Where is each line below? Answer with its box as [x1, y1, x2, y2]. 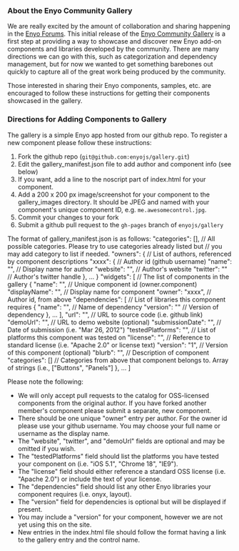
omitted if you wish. [17, 444, 76, 452]
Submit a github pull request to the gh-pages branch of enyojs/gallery [17, 220, 223, 229]
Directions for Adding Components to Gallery [7, 114, 167, 124]
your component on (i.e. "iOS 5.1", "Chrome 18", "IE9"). [17, 460, 178, 468]
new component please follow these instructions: [7, 138, 152, 147]
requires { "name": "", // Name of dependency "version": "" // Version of [7, 302, 219, 311]
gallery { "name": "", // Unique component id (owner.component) [7, 279, 198, 288]
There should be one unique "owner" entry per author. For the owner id [17, 414, 228, 422]
